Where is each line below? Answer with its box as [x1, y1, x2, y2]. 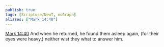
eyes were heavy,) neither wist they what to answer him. [5, 36, 124, 42]
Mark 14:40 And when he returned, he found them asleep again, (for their [5, 31, 159, 37]
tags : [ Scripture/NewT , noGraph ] [5, 12, 76, 17]
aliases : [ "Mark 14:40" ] [5, 17, 58, 22]
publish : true [5, 7, 36, 13]
